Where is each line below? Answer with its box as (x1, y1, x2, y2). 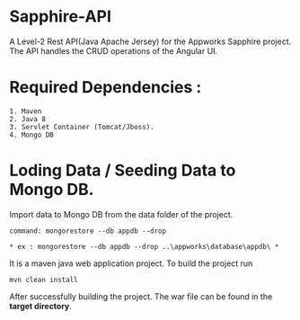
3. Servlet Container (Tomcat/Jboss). (9, 122, 154, 131)
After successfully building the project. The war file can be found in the (9, 290, 273, 302)
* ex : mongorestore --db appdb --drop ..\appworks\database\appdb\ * (9, 242, 279, 251)
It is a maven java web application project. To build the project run (9, 258, 253, 269)
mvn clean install (9, 275, 78, 284)
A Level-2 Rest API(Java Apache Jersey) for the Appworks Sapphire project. (9, 36, 292, 47)
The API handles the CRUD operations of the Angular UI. (9, 45, 218, 56)
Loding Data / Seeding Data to (9, 160, 236, 181)
